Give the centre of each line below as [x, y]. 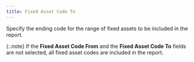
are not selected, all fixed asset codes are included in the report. [85, 52]
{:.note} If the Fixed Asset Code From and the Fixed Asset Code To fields [96, 46]
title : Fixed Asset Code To [41, 12]
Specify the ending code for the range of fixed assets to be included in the [97, 28]
